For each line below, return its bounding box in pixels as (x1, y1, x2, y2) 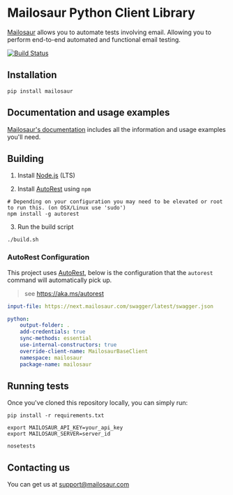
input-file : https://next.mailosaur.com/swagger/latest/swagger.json (7, 302, 214, 310)
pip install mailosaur (7, 87, 73, 95)
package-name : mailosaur (20, 361, 92, 368)
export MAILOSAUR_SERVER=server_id (7, 431, 111, 438)
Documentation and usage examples (7, 107, 170, 119)
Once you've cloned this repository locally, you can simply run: (7, 399, 188, 407)
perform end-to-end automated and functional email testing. (7, 35, 181, 43)
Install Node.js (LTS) (17, 171, 75, 179)
